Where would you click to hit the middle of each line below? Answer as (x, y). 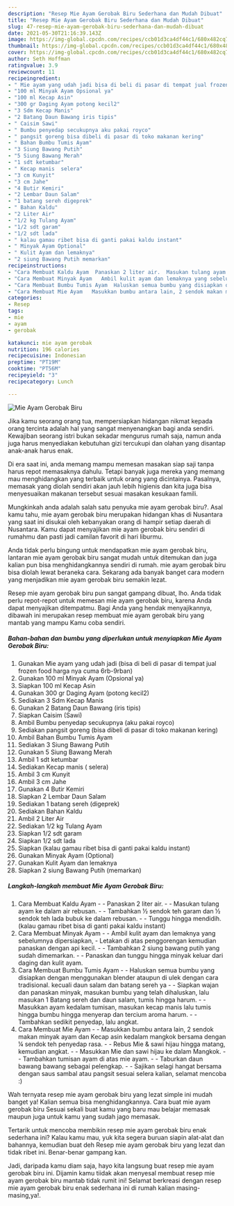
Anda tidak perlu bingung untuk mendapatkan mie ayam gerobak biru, (108, 550)
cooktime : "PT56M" (34, 369)
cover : (17, 53)
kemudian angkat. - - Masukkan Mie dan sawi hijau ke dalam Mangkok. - (122, 1051)
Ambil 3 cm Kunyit (44, 774)
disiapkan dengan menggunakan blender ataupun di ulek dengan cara (118, 977)
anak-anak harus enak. (41, 450)
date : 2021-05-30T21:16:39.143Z (55, 33)
